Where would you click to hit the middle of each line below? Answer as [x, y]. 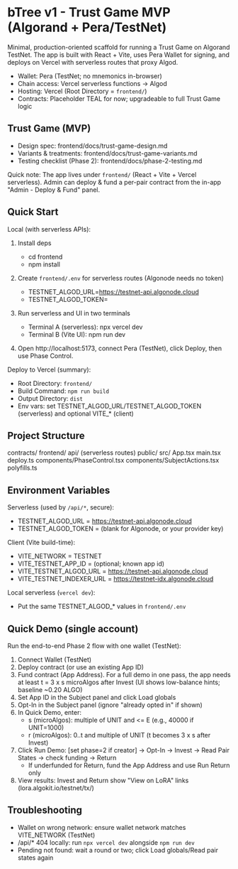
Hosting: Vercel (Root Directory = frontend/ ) [82, 91]
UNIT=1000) [46, 728]
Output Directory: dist [50, 398]
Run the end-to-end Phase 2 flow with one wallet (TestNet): [95, 646]
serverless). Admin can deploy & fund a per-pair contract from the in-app [114, 182]
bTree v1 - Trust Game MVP [89, 12]
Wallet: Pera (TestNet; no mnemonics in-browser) [90, 76]
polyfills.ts [22, 468]
